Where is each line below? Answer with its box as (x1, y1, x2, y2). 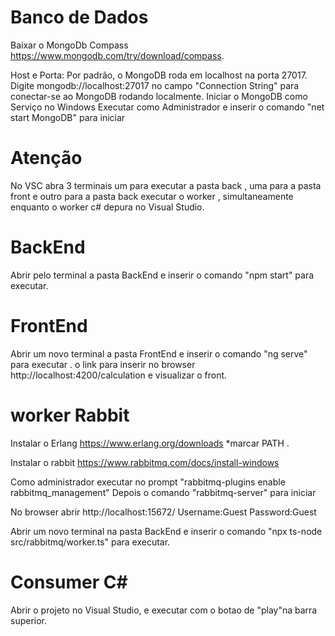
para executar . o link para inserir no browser (10, 358, 196, 370)
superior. (10, 614, 48, 626)
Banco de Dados (10, 6, 149, 29)
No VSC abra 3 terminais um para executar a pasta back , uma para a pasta (10, 179, 322, 191)
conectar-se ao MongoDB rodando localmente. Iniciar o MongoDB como (10, 90, 308, 102)
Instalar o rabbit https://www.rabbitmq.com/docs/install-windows (10, 456, 280, 468)
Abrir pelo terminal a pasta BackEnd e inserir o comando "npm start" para (10, 269, 315, 281)
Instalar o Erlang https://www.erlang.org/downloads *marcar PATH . (10, 437, 290, 449)
